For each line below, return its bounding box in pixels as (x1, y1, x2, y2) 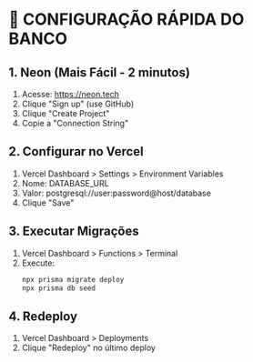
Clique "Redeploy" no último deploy (21, 342, 157, 354)
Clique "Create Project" (21, 108, 110, 118)
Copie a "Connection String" (21, 118, 129, 128)
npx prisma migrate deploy (21, 275, 125, 284)
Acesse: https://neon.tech (21, 89, 120, 99)
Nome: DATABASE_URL (21, 177, 110, 188)
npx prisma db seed (21, 283, 96, 293)
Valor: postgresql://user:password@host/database (21, 187, 211, 198)
